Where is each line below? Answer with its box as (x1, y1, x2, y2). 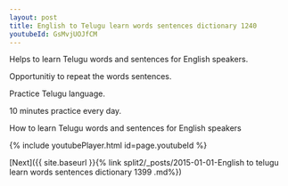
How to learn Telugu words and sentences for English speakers (9, 123, 243, 133)
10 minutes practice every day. (9, 106, 122, 117)
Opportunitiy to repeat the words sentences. (9, 71, 172, 82)
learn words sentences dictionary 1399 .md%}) (9, 166, 183, 178)
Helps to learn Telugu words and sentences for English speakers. (9, 54, 249, 65)
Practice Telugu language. (9, 88, 105, 99)
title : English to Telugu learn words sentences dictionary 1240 (9, 21, 257, 30)
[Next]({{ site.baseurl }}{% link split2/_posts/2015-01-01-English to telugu (9, 158, 279, 168)
